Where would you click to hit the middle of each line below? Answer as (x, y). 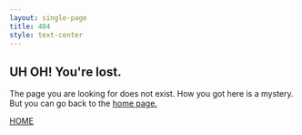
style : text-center (46, 35)
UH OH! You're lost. (65, 72)
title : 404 (30, 26)
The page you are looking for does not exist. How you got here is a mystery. (151, 94)
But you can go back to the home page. (83, 104)
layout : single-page (49, 18)
